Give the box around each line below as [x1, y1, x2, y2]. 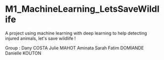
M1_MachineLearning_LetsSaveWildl [5, 3, 160, 15]
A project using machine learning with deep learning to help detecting [5, 30, 147, 36]
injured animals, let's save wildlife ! [5, 35, 76, 41]
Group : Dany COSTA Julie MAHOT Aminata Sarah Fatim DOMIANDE [5, 45, 144, 51]
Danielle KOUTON [5, 50, 41, 56]
